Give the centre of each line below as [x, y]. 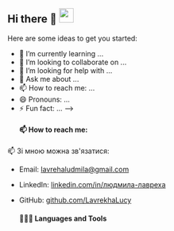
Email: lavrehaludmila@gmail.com [74, 169]
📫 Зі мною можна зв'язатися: [58, 151]
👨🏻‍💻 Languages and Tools [63, 218]
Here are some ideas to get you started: [73, 38]
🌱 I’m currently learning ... [61, 53]
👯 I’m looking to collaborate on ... [73, 62]
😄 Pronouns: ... [44, 99]
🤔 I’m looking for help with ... [66, 70]
